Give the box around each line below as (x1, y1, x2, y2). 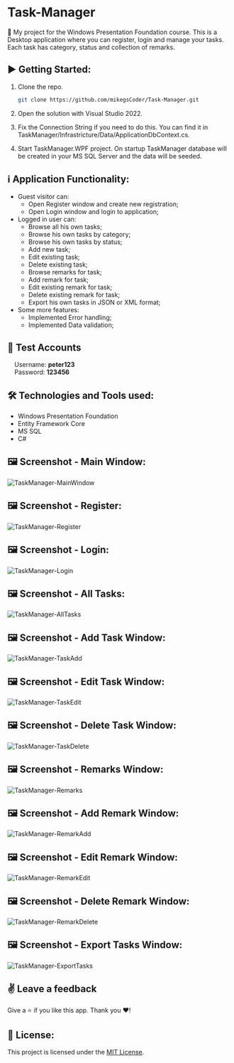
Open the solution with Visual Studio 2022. (17, 109, 143, 117)
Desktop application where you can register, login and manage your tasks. (7, 35, 225, 43)
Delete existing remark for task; (28, 291, 121, 299)
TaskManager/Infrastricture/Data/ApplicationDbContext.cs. (17, 130, 190, 139)
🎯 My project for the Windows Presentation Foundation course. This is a (7, 28, 218, 36)
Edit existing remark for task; (28, 283, 113, 292)
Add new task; (28, 245, 71, 254)
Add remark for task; (28, 275, 89, 284)
